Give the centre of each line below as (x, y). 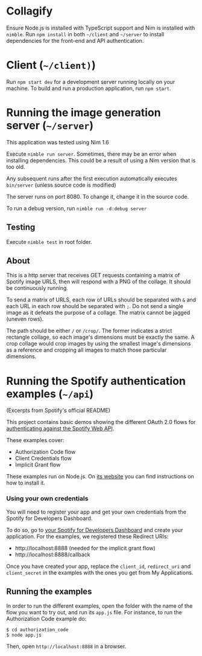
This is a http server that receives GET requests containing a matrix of (93, 275)
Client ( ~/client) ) (51, 65)
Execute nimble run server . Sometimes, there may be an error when (91, 154)
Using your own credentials (47, 498)
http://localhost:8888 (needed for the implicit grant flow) (85, 548)
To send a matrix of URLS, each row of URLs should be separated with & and (101, 300)
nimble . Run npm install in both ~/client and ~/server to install (85, 34)
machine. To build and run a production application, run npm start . (89, 88)
